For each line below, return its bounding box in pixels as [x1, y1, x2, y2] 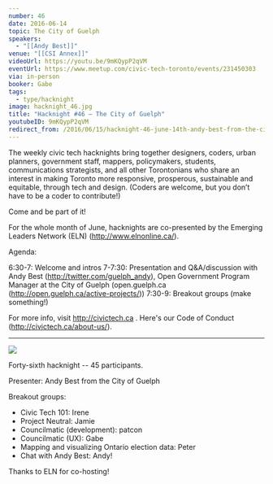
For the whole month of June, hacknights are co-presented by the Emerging [8, 222, 263, 232]
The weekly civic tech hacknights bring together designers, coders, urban [8, 147, 256, 157]
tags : [8, 87, 27, 96]
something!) [8, 297, 49, 307]
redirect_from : [8, 125, 60, 133]
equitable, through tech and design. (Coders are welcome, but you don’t [8, 182, 250, 192]
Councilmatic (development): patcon [19, 425, 143, 434]
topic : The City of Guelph [8, 27, 100, 35]
